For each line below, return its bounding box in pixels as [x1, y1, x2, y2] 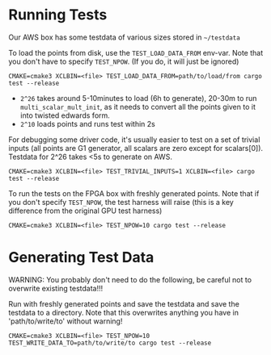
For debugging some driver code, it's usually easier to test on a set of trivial [8, 135, 260, 144]
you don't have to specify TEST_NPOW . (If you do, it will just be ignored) [8, 56, 239, 66]
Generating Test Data [8, 248, 155, 267]
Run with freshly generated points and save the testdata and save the [8, 299, 240, 308]
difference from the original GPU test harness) [8, 206, 163, 215]
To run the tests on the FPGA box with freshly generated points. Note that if [8, 188, 260, 198]
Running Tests [8, 6, 108, 24]
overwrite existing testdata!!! [8, 283, 104, 293]
